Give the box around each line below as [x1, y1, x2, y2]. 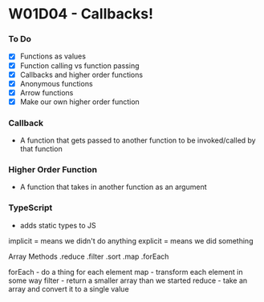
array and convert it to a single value [8, 284, 130, 293]
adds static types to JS [19, 220, 96, 230]
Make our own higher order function [19, 97, 140, 107]
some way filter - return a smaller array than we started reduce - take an [8, 276, 248, 285]
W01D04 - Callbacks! [8, 5, 154, 23]
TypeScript [8, 202, 53, 213]
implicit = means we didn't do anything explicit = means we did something [8, 236, 254, 245]
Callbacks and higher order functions [19, 70, 143, 79]
